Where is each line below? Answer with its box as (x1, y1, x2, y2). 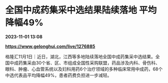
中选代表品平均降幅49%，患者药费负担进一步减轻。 (5, 72, 112, 78)
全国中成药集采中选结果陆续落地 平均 (5, 4, 157, 16)
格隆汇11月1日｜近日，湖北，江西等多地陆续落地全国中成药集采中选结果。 (5, 53, 156, 60)
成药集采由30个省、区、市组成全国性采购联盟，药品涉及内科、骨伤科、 (14, 60, 160, 66)
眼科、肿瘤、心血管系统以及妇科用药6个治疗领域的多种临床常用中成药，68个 (5, 66, 163, 72)
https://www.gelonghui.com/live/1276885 (5, 43, 95, 49)
